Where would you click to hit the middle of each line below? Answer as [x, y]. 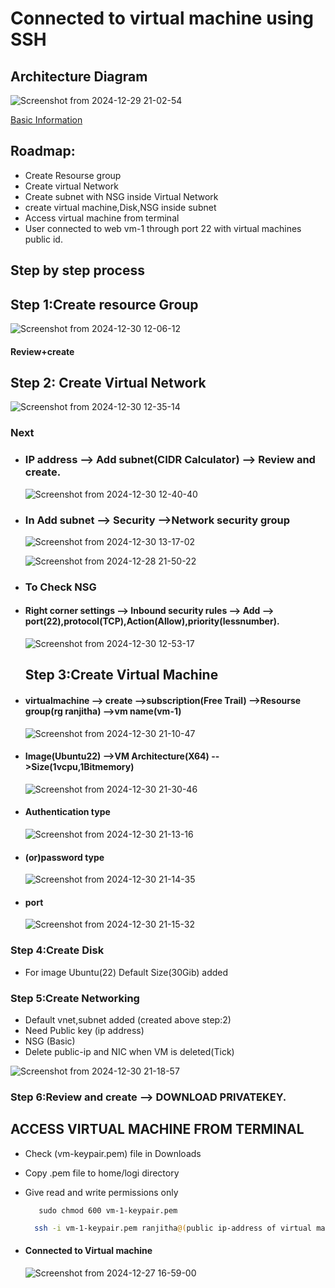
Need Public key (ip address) [84, 1031]
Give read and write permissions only [101, 1192]
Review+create [42, 351]
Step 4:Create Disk [57, 950]
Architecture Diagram [79, 76]
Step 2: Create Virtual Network [108, 383]
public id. [43, 239]
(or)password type [64, 857]
